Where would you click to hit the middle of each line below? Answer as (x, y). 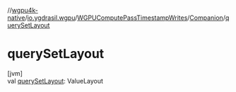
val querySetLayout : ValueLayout (55, 81)
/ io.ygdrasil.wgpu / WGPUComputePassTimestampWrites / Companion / (125, 18)
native (16, 18)
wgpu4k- (25, 10)
